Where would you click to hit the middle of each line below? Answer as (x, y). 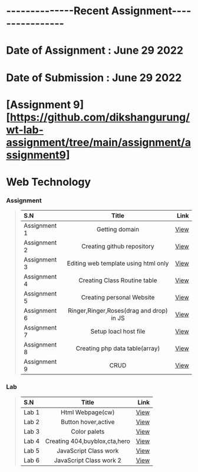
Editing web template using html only (118, 263)
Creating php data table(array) (118, 348)
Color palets (88, 431)
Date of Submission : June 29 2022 (94, 77)
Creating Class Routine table (118, 280)
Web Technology (49, 182)
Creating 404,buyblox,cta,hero (88, 441)
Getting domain (118, 229)
